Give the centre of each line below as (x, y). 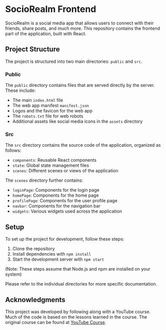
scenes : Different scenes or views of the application (65, 171)
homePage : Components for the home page (55, 195)
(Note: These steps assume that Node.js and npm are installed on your (78, 269)
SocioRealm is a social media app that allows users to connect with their (79, 23)
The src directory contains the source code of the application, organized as (83, 145)
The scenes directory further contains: (44, 180)
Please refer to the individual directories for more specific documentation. (81, 284)
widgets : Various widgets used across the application (67, 211)
